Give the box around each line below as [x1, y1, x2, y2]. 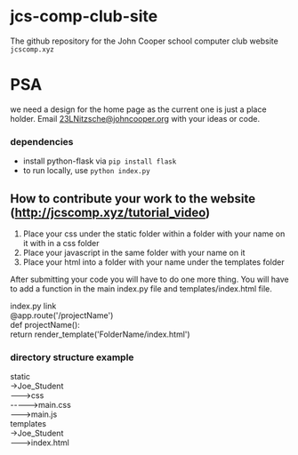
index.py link [10, 300, 57, 311]
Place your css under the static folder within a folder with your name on [22, 228, 286, 239]
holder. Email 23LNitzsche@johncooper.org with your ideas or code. [10, 113, 261, 124]
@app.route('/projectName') [10, 309, 114, 321]
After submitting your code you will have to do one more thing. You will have [10, 274, 289, 284]
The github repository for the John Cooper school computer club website [10, 36, 278, 46]
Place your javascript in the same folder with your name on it [22, 247, 246, 258]
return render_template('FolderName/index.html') [10, 329, 190, 339]
